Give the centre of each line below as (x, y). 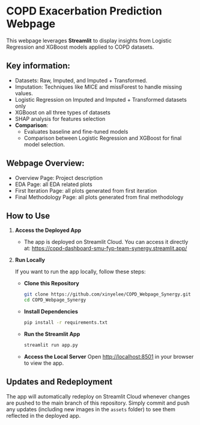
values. (24, 93)
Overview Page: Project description (59, 178)
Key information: (38, 66)
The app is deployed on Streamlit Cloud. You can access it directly (106, 242)
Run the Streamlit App (52, 334)
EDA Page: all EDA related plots (53, 184)
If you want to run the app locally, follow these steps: (80, 271)
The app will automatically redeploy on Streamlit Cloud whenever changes (98, 396)
